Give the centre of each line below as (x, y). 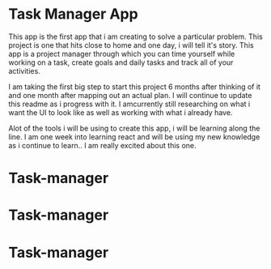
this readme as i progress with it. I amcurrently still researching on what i (129, 104)
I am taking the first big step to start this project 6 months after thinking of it (135, 87)
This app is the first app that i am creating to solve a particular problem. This (135, 36)
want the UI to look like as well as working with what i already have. (121, 112)
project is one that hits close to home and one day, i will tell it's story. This (131, 45)
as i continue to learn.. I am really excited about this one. (102, 145)
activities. (24, 70)
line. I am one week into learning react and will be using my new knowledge (134, 137)
